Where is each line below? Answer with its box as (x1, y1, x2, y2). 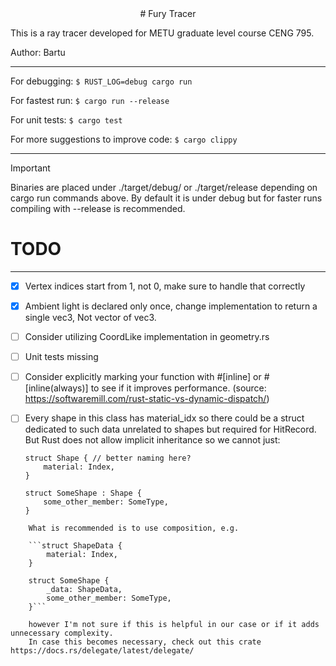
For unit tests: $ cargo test (10, 114, 123, 126)
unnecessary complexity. (10, 628, 114, 639)
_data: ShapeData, (46, 585, 123, 595)
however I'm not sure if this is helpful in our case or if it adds (28, 620, 320, 630)
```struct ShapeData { (28, 541, 123, 551)
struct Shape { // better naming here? (24, 453, 192, 464)
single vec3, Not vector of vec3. (24, 312, 157, 324)
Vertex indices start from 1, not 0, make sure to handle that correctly (24, 280, 306, 292)
